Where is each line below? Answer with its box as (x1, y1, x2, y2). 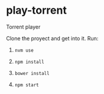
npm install (14, 59, 44, 65)
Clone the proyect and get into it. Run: (6, 35, 99, 42)
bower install (14, 70, 50, 76)
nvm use (14, 47, 34, 54)
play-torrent (6, 4, 67, 17)
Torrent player (6, 23, 41, 30)
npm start (14, 82, 40, 88)
